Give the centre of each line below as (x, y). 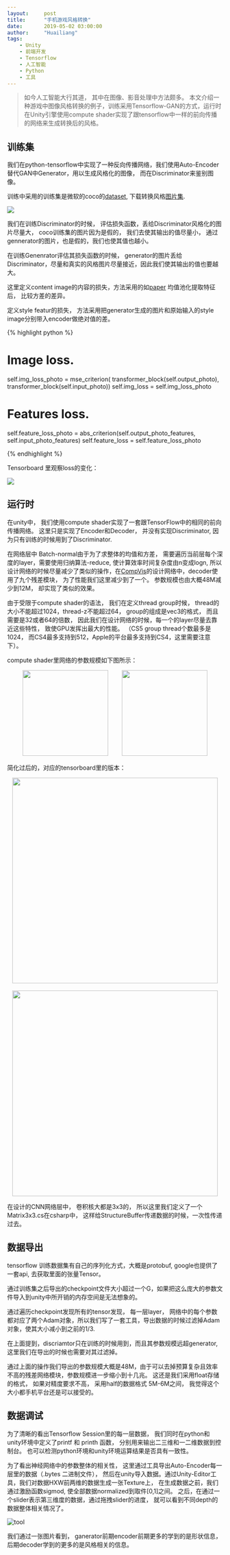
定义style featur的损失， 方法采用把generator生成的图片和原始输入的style (111, 310)
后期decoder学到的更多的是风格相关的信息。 (70, 1544)
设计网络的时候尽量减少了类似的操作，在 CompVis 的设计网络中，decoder (110, 571)
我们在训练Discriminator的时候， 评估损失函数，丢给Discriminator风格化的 (112, 224)
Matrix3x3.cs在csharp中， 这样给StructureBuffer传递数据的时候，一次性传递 (115, 1215)
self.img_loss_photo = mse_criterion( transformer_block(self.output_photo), (113, 379)
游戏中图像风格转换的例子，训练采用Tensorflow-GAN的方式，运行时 (126, 106)
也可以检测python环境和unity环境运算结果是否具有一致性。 (110, 1451)
